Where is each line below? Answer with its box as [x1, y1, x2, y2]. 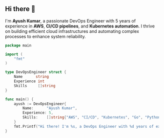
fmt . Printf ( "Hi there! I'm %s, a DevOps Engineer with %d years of [14, 124, 154, 129]
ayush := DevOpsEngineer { [14, 101, 67, 106]
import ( [5, 52, 23, 57]
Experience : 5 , [22, 111, 54, 115]
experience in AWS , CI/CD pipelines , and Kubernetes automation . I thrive [5, 23, 155, 29]
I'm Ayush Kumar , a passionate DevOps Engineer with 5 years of [5, 18, 136, 23]
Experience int [14, 79, 45, 84]
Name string [14, 74, 49, 79]
